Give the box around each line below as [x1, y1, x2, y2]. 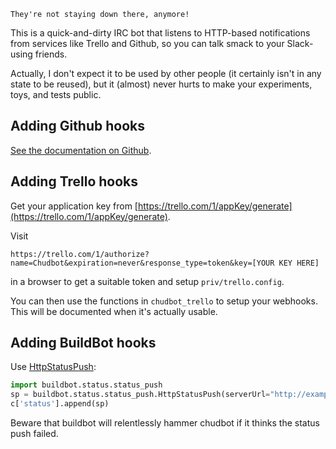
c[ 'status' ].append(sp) [10, 399, 110, 409]
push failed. [10, 428, 59, 440]
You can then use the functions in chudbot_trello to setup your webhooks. [10, 295, 318, 307]
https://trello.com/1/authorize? [10, 249, 150, 259]
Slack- [286, 38, 314, 49]
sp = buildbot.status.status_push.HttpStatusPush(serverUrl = [10, 390, 271, 400]
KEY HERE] [278, 258, 320, 268]
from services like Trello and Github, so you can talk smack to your [10, 38, 285, 49]
